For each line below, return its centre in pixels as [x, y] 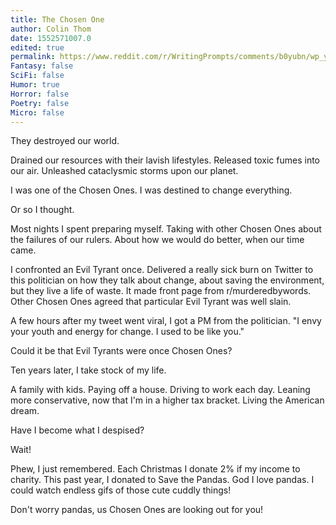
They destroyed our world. [65, 141]
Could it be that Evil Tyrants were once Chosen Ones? [121, 351]
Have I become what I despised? [77, 430]
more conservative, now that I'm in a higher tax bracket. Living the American [167, 400]
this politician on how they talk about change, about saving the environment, [167, 280]
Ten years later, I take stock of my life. [88, 370]
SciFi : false [37, 76]
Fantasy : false [42, 66]
